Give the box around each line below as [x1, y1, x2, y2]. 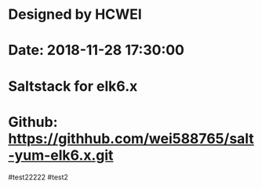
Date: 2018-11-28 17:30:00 [8, 42, 184, 60]
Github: [8, 113, 58, 131]
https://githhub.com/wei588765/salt [8, 129, 255, 147]
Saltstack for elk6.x [8, 77, 138, 95]
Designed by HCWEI [8, 5, 143, 23]
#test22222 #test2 [8, 172, 69, 182]
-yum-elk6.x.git [8, 146, 114, 164]
